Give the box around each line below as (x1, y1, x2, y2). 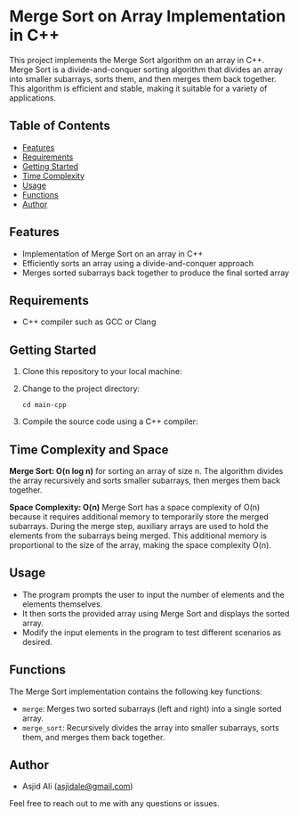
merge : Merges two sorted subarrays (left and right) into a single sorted (21, 703, 282, 714)
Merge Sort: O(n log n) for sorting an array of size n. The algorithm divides (9, 466, 284, 476)
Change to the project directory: (21, 383, 141, 394)
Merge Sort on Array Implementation (9, 6, 286, 27)
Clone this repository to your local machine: (21, 366, 182, 377)
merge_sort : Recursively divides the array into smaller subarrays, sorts (21, 722, 280, 732)
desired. (21, 636, 53, 647)
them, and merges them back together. (21, 731, 165, 742)
